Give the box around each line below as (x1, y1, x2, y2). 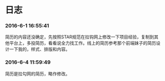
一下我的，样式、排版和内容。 (9, 46, 70, 52)
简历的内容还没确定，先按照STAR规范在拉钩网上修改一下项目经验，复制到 (5, 34, 154, 40)
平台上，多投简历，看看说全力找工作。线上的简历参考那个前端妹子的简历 (9, 40, 156, 46)
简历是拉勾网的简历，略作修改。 (5, 71, 70, 77)
